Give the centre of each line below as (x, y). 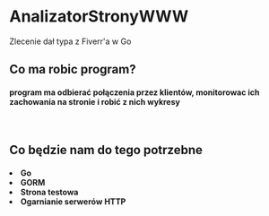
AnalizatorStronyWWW (99, 17)
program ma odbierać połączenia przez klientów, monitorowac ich (134, 92)
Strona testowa (50, 192)
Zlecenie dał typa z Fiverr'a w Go (70, 41)
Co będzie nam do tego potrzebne (106, 150)
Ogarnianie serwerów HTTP (74, 201)
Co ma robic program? (73, 69)
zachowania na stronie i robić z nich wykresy (95, 101)
